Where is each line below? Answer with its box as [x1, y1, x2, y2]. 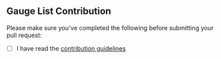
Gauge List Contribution [6, 5, 112, 17]
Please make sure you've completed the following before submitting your [6, 23, 214, 32]
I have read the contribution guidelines [16, 44, 126, 52]
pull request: [6, 31, 42, 39]
